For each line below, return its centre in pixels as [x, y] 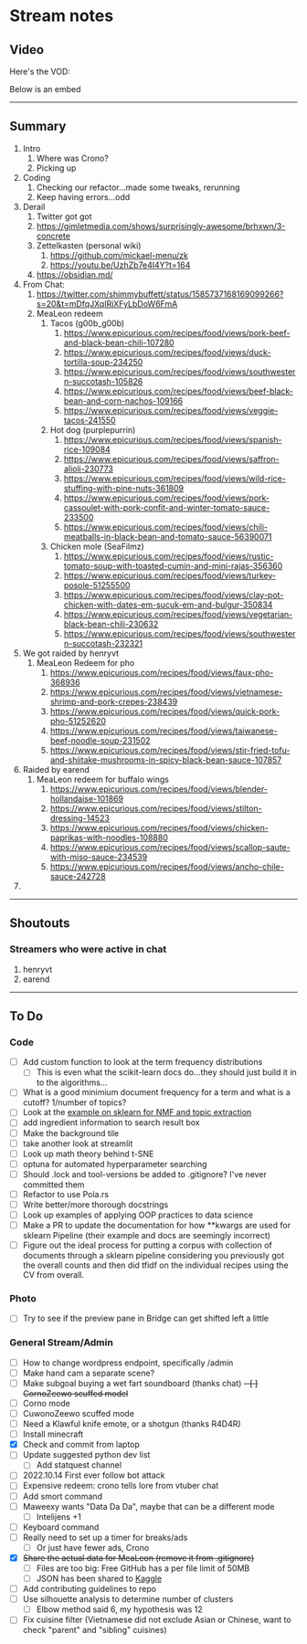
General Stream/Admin [62, 1343]
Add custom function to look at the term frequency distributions [143, 1062]
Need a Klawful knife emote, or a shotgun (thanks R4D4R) [132, 1424]
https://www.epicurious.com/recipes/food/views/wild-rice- [175, 478]
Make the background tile [71, 1133]
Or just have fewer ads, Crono [93, 1547]
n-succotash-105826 [103, 381]
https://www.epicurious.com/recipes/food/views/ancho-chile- [167, 866]
